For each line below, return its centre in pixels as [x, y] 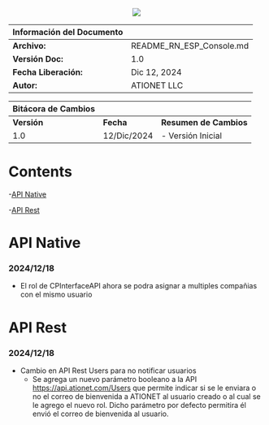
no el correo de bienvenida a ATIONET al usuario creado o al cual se [147, 396]
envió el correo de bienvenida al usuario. [100, 414]
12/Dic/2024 [128, 136]
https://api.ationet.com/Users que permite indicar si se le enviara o [144, 388]
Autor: [25, 85]
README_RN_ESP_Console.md [190, 46]
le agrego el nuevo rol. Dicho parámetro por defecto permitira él [139, 405]
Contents [41, 172]
